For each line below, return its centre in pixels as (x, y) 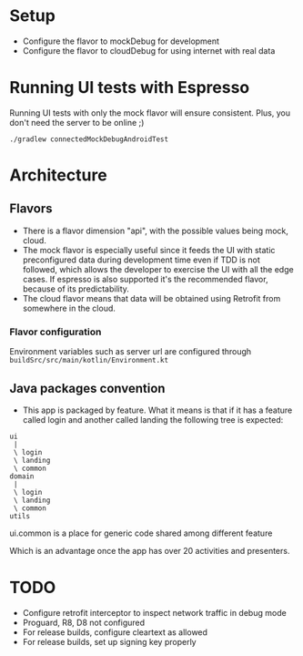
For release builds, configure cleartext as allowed (115, 632)
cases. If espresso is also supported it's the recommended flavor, (145, 279)
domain (22, 476)
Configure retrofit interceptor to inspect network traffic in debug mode (154, 612)
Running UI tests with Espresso (130, 88)
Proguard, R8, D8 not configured (84, 622)
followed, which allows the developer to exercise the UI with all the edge (158, 269)
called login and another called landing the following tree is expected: (153, 419)
